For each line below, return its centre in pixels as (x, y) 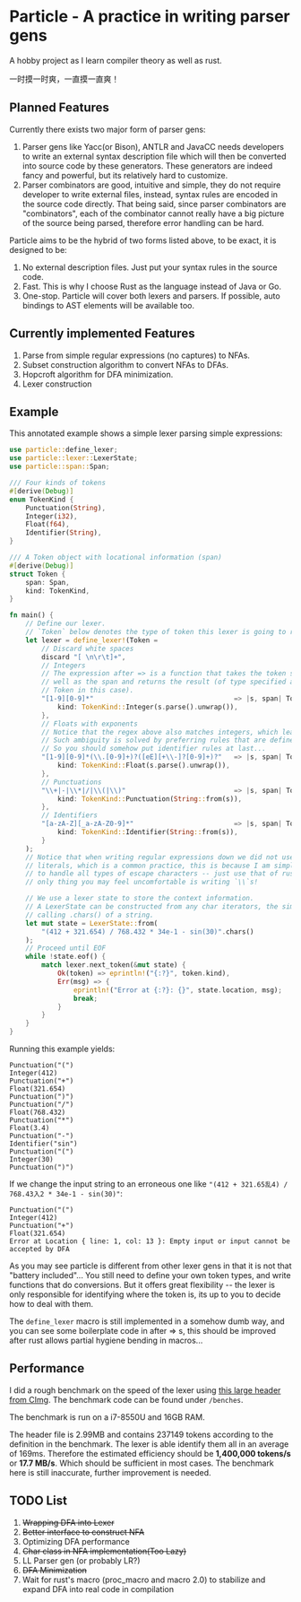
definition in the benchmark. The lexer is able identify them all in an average (149, 1444)
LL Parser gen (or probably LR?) (81, 1560)
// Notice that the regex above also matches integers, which (160, 732)
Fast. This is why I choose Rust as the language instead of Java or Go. (152, 286)
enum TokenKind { (42, 500)
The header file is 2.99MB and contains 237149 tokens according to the (142, 1434)
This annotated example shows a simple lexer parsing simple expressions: (146, 433)
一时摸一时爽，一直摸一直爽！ (64, 79)
